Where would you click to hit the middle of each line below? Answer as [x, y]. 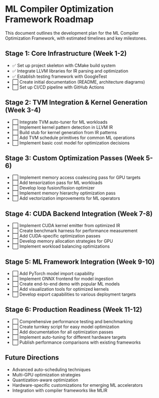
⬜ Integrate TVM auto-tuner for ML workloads [60, 122]
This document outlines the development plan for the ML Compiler [72, 33]
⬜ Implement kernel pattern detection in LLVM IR [63, 127]
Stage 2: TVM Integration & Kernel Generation [76, 103]
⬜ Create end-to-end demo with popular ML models [66, 284]
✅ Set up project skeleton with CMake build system [64, 65]
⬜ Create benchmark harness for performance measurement [75, 231]
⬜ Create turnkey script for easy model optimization [66, 327]
